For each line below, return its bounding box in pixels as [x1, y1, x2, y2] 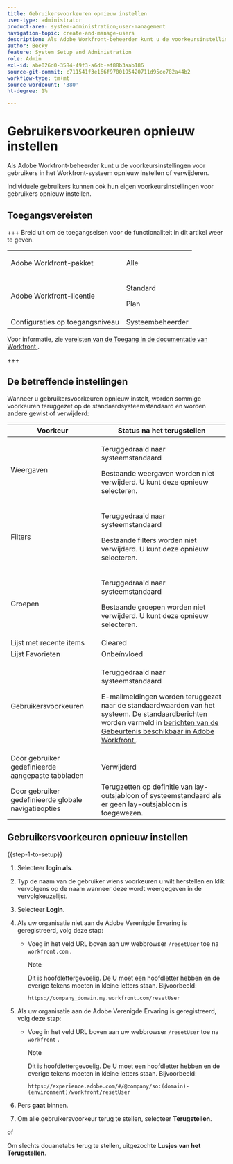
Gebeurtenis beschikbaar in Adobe [101, 726, 215, 736]
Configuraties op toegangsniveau [10, 317, 120, 326]
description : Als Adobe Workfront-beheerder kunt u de [7, 36, 169, 43]
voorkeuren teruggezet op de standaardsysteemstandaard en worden [7, 401, 206, 410]
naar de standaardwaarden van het [101, 700, 215, 710]
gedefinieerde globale [10, 795, 83, 804]
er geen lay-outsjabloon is [101, 799, 187, 809]
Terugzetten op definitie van [101, 782, 193, 792]
